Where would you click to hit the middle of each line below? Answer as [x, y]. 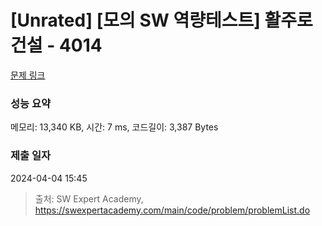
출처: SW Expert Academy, [89, 198]
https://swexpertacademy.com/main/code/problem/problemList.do [172, 210]
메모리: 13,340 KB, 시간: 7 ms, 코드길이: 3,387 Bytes [114, 127]
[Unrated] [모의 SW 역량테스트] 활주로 [161, 20]
